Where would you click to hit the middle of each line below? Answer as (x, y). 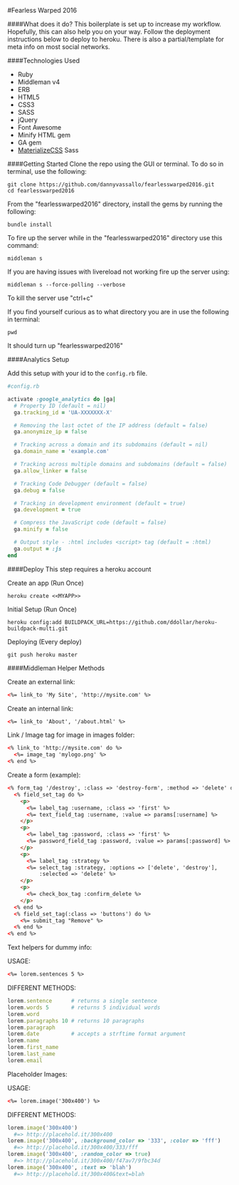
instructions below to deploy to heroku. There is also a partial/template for (116, 39)
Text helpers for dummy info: (50, 948)
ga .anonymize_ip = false (51, 432)
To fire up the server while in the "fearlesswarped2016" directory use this (115, 238)
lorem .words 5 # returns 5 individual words (84, 1008)
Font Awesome (39, 127)
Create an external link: (42, 682)
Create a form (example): (44, 775)
